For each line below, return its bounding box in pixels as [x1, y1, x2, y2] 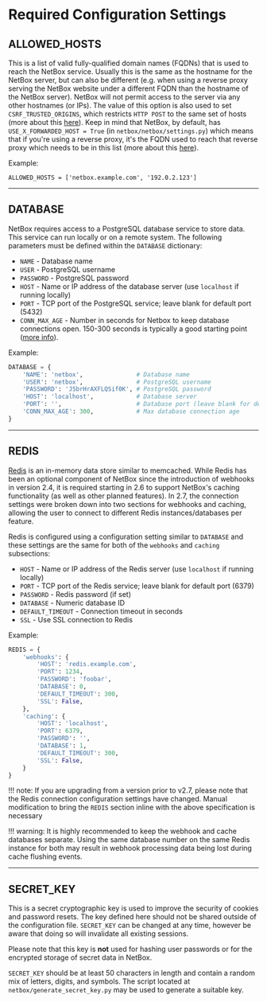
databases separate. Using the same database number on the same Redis [8, 835, 250, 844]
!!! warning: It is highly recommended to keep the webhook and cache [8, 826, 237, 836]
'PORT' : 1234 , [37, 668, 83, 676]
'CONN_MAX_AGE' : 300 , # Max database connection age [22, 407, 240, 415]
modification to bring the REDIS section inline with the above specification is [8, 802, 256, 813]
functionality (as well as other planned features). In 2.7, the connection [8, 491, 239, 501]
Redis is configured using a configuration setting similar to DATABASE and [8, 532, 244, 541]
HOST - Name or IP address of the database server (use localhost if [19, 281, 239, 291]
